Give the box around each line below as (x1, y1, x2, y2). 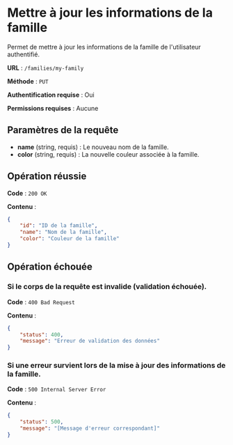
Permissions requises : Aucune (7, 104, 99, 112)
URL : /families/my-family (7, 63, 84, 72)
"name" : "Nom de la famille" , (19, 228, 108, 236)
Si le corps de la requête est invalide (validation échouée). (7, 282, 207, 292)
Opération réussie (7, 171, 87, 182)
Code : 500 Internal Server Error (7, 385, 106, 393)
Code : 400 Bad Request (7, 297, 75, 306)
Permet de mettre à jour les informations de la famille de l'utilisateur (7, 42, 202, 51)
